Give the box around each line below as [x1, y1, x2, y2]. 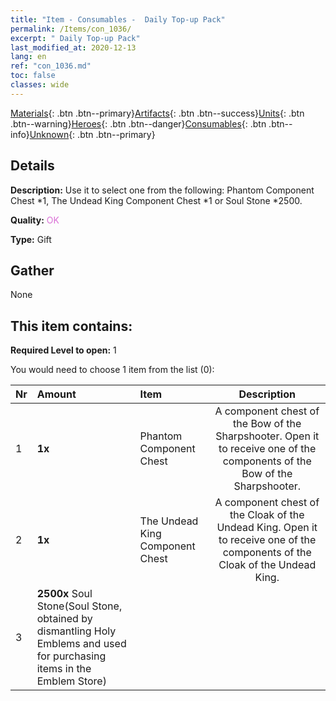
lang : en [10, 52, 47, 62]
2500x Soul [36, 587, 93, 601]
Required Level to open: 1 [10, 344, 117, 356]
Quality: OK [10, 214, 60, 226]
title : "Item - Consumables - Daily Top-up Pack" [10, 14, 226, 25]
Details [10, 157, 55, 175]
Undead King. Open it [216, 521, 318, 535]
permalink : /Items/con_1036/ [10, 24, 132, 34]
